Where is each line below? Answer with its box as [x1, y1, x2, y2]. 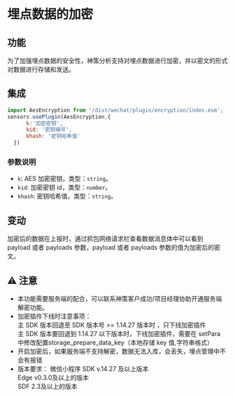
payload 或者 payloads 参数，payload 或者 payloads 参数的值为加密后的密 [7, 243, 221, 252]
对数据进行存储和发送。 [7, 65, 75, 74]
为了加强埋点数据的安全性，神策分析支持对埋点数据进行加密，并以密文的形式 [7, 57, 228, 65]
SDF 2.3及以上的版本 [17, 382, 78, 390]
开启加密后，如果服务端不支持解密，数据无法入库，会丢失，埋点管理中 [17, 346, 220, 355]
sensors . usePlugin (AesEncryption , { [7, 113, 111, 120]
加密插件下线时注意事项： [17, 311, 92, 320]
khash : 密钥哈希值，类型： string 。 [17, 192, 117, 201]
